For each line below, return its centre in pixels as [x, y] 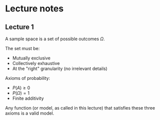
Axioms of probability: [28, 78]
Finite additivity [28, 98]
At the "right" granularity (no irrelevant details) [60, 68]
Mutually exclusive [31, 58]
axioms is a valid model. [30, 113]
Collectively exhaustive [36, 63]
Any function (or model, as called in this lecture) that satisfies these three [80, 108]
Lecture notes [34, 9]
